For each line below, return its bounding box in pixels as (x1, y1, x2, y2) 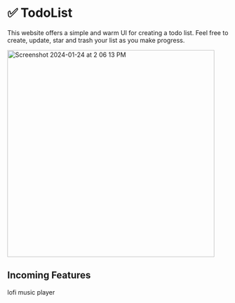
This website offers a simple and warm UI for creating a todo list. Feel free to (7, 28, 229, 36)
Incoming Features (7, 269, 91, 281)
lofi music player (7, 288, 55, 296)
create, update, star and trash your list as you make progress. (7, 36, 185, 44)
